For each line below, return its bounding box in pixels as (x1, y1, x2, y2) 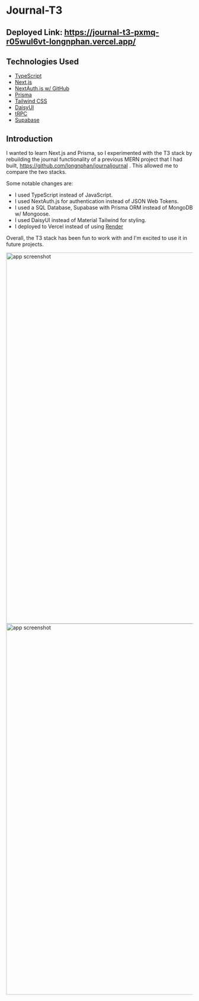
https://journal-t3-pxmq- (64, 27, 159, 37)
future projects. (6, 241, 44, 248)
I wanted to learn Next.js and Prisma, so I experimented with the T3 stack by (6, 150, 192, 157)
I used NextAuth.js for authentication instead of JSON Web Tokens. (14, 198, 179, 205)
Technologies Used (6, 56, 79, 66)
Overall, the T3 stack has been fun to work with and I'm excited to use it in (6, 235, 188, 242)
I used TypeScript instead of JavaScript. (14, 191, 113, 199)
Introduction (6, 134, 53, 144)
